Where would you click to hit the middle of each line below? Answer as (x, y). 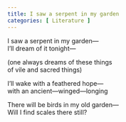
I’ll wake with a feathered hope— (56, 83)
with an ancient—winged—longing (58, 91)
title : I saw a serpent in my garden (63, 14)
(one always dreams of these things (60, 62)
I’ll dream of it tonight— (42, 48)
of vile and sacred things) (45, 70)
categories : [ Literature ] (49, 21)
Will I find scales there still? (47, 112)
